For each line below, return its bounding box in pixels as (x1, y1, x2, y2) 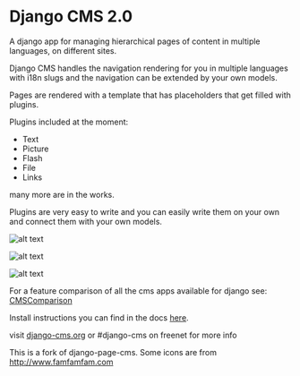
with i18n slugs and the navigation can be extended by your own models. (9, 72, 278, 82)
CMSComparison (9, 295, 73, 305)
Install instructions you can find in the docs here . (9, 312, 190, 323)
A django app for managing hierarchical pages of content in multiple (9, 36, 261, 47)
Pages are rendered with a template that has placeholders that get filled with (9, 90, 291, 100)
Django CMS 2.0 (9, 6, 133, 27)
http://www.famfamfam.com (9, 356, 114, 367)
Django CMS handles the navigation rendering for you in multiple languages (9, 63, 288, 73)
